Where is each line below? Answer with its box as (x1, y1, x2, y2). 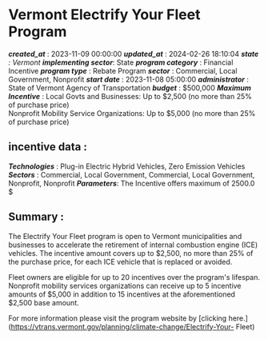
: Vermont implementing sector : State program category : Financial (8, 58, 234, 67)
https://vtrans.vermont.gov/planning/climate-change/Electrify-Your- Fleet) (10, 321, 255, 331)
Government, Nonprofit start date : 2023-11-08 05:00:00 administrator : (8, 74, 250, 84)
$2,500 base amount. (8, 297, 80, 307)
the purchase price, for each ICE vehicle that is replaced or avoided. (8, 257, 233, 266)
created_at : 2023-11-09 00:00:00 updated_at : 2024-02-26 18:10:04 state (8, 49, 259, 58)
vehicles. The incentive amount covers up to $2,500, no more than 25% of (8, 248, 254, 257)
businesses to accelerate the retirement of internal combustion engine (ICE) (8, 240, 258, 249)
